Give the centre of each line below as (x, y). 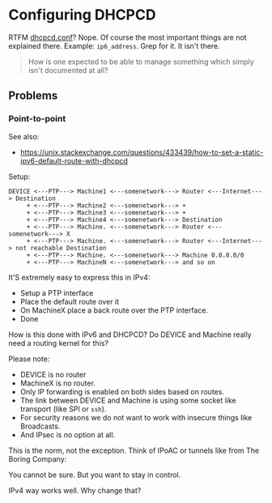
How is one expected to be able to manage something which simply (141, 62)
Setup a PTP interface (57, 292)
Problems (33, 96)
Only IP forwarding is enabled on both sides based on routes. (122, 391)
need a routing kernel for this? (59, 343)
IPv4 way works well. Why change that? (75, 490)
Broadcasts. (40, 426)
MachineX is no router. (57, 383)
